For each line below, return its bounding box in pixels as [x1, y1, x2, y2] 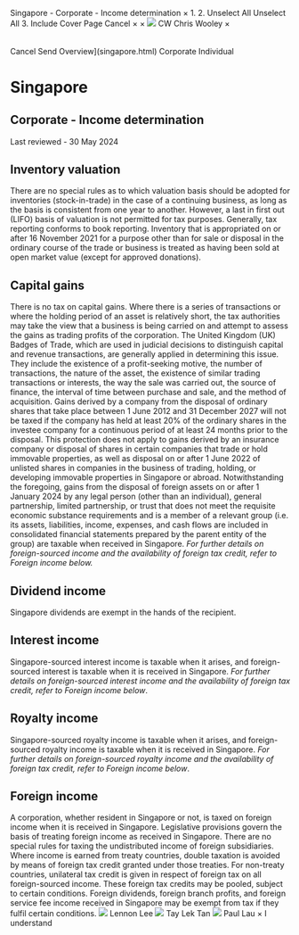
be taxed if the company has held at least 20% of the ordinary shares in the [10, 415, 287, 426]
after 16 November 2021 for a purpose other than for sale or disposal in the [10, 233, 284, 244]
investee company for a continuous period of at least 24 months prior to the [10, 425, 288, 435]
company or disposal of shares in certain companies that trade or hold [10, 443, 268, 454]
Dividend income [10, 583, 106, 599]
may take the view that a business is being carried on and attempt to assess [10, 320, 288, 331]
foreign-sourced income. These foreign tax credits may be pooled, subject [10, 879, 284, 889]
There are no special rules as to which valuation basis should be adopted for [10, 186, 290, 196]
